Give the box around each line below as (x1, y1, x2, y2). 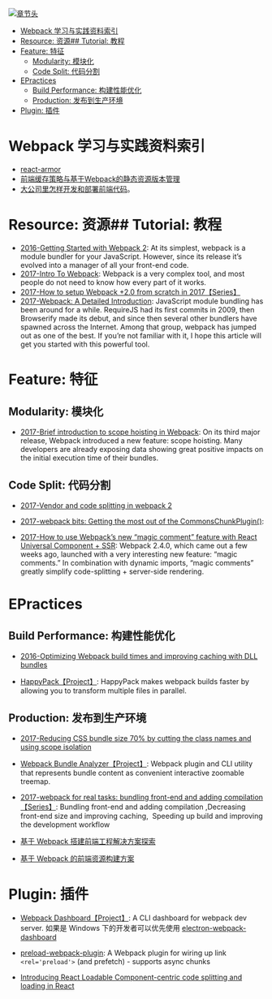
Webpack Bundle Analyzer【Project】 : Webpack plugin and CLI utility (19, 759, 253, 769)
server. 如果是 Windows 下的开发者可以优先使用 (19, 924, 180, 933)
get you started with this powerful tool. (19, 339, 150, 349)
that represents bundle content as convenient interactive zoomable (19, 768, 245, 777)
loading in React (19, 981, 75, 991)
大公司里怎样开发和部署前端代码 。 (19, 183, 135, 194)
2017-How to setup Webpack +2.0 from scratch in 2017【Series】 (19, 286, 241, 296)
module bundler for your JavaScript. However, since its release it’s (19, 252, 242, 261)
